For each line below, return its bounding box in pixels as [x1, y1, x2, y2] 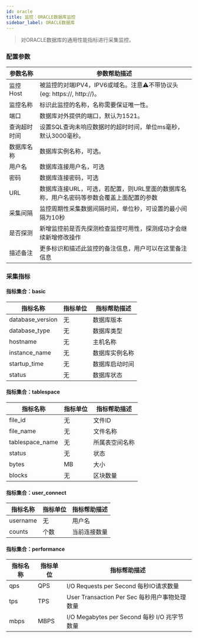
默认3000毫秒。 [39, 131, 85, 140]
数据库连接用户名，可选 [39, 163, 105, 171]
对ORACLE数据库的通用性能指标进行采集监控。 [20, 37, 134, 44]
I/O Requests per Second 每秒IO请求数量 [67, 582, 180, 590]
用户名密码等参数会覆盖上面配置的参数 [51, 193, 158, 201]
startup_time [9, 359, 44, 368]
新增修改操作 [45, 233, 81, 242]
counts [9, 528, 28, 536]
